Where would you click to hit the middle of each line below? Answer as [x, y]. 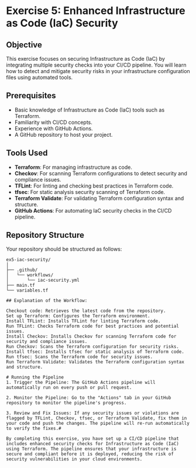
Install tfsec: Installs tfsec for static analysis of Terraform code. [95, 352]
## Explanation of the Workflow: [47, 301]
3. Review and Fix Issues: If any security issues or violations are [93, 413]
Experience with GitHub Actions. [54, 128]
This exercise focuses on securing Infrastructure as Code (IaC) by [86, 59]
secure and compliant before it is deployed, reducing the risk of [90, 454]
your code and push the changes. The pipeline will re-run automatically [98, 424]
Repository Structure [45, 235]
